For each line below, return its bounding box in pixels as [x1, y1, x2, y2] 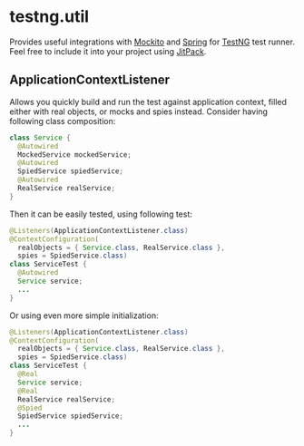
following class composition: [9, 115, 116, 126]
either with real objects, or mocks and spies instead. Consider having [9, 106, 268, 117]
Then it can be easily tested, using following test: [9, 208, 193, 219]
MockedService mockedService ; [17, 150, 132, 160]
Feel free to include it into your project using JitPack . [9, 45, 207, 56]
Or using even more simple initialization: [9, 310, 159, 321]
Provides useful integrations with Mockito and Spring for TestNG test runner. [9, 36, 295, 47]
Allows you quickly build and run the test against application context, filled [9, 96, 288, 107]
